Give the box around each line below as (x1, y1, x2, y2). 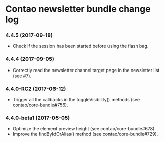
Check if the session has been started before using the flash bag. (12, 43, 149, 49)
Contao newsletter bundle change (5, 3, 151, 15)
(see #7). (12, 73, 32, 79)
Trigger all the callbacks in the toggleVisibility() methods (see (12, 97, 140, 103)
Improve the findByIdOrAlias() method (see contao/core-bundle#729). (12, 131, 158, 137)
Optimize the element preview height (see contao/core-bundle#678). (12, 126, 156, 132)
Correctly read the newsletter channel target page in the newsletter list (12, 67, 160, 73)
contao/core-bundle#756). (12, 102, 68, 108)
